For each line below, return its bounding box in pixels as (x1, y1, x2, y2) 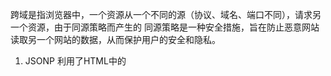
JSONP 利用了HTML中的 (24, 55, 127, 67)
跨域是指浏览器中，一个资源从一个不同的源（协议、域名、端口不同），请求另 (10, 9, 322, 20)
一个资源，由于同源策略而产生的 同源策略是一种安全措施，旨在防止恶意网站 (10, 21, 320, 33)
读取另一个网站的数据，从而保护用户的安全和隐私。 (10, 34, 221, 45)
